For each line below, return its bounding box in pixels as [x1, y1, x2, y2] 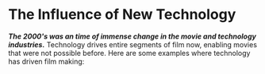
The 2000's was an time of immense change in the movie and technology [8, 31, 256, 41]
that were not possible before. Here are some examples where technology [8, 48, 251, 57]
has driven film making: [8, 57, 85, 66]
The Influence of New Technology [8, 6, 236, 24]
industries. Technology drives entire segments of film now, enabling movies [8, 39, 258, 49]
